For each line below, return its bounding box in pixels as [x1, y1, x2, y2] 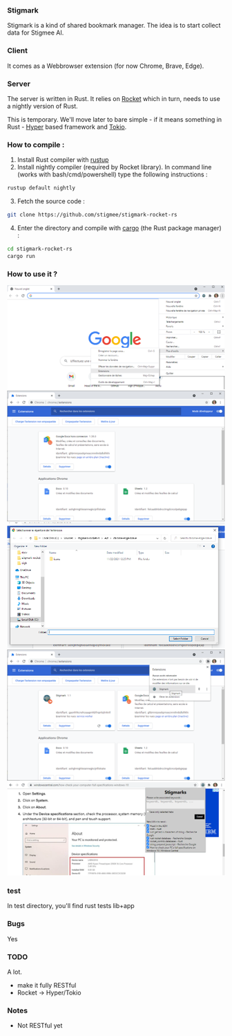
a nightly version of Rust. [7, 102, 78, 110]
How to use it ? [7, 269, 57, 279]
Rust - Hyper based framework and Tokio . [7, 122, 127, 131]
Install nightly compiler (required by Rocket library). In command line [17, 163, 212, 172]
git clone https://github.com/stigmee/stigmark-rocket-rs [7, 212, 177, 219]
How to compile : [7, 140, 65, 149]
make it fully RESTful [17, 981, 77, 990]
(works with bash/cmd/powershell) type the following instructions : [17, 170, 209, 178]
